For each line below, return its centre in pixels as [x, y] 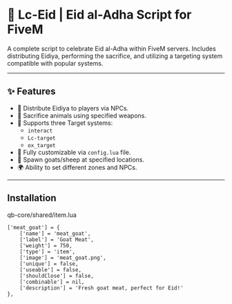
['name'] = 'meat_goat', [55, 234]
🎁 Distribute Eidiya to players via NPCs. [73, 108]
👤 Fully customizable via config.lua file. [74, 152]
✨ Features [31, 92]
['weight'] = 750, [46, 245]
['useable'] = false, [50, 269]
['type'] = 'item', [48, 251]
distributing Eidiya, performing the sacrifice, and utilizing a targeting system [115, 56]
